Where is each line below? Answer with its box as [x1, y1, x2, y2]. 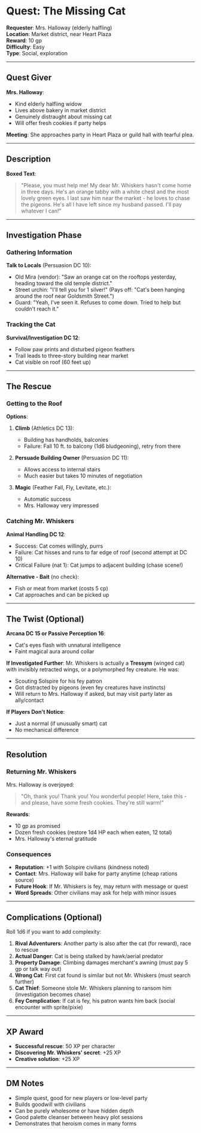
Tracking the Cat [6, 320, 56, 328]
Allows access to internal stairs [23, 466, 100, 473]
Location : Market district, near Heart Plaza [6, 30, 112, 37]
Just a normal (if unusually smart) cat [14, 720, 108, 727]
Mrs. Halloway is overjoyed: [6, 781, 75, 788]
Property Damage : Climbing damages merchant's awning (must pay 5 [14, 959, 188, 966]
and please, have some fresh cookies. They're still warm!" [20, 799, 165, 806]
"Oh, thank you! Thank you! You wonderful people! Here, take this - [20, 793, 187, 800]
